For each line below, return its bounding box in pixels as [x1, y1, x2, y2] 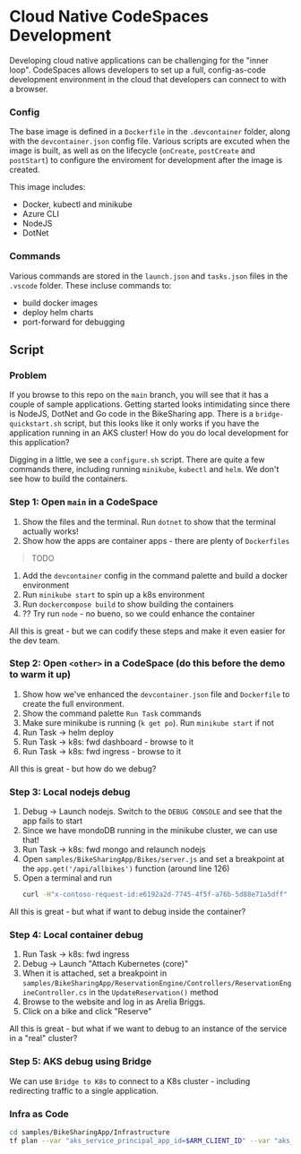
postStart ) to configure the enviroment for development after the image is [9, 155, 283, 166]
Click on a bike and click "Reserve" [21, 1006, 152, 1017]
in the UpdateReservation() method [89, 987, 219, 998]
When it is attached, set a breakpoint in [21, 968, 168, 978]
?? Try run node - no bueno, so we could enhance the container [21, 607, 255, 619]
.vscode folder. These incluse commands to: [9, 280, 172, 290]
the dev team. [9, 634, 61, 646]
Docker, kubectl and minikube [21, 199, 133, 210]
